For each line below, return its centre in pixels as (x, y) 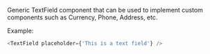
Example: (20, 31)
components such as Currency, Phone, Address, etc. (82, 17)
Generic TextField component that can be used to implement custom (105, 10)
